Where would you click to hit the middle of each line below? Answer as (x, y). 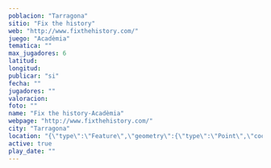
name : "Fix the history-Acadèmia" (67, 114)
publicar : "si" (34, 76)
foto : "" (23, 106)
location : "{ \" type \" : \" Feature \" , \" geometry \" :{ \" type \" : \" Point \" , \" (131, 136)
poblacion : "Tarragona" (48, 16)
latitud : (23, 61)
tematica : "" (30, 46)
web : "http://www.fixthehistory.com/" (73, 31)
